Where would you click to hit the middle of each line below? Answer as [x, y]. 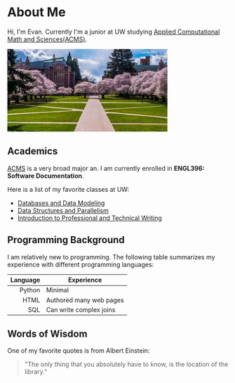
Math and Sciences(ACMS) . [47, 39]
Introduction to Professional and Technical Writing [90, 218]
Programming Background [66, 240]
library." [36, 372]
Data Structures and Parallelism [63, 210]
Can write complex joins [81, 309]
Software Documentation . [46, 176]
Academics [33, 151]
